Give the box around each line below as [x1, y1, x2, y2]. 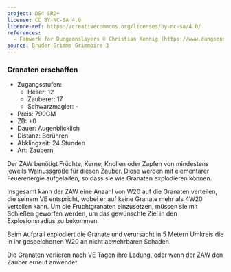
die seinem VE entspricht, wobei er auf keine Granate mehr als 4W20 [7, 195, 203, 203]
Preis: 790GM [16, 109, 56, 118]
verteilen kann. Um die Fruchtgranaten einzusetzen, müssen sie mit [7, 202, 198, 211]
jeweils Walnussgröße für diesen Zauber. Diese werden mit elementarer [7, 167, 210, 176]
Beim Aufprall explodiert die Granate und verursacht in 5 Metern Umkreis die [7, 230, 224, 238]
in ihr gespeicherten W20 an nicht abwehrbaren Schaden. [7, 238, 171, 246]
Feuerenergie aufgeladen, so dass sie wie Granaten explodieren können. [7, 174, 212, 182]
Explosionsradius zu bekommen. [7, 217, 100, 225]
